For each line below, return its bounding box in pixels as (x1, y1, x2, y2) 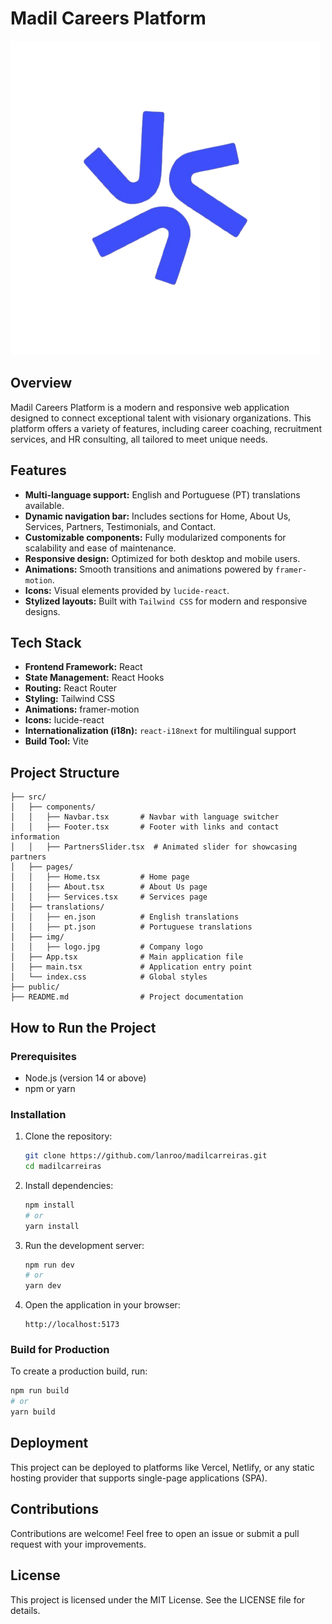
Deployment (10, 1435, 89, 1452)
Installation (10, 1107, 67, 1121)
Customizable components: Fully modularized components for (24, 531, 287, 543)
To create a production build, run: (10, 1365, 148, 1377)
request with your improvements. (10, 1538, 147, 1550)
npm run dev (24, 1260, 75, 1270)
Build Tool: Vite (24, 735, 89, 747)
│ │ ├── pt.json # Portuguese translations (10, 922, 253, 932)
